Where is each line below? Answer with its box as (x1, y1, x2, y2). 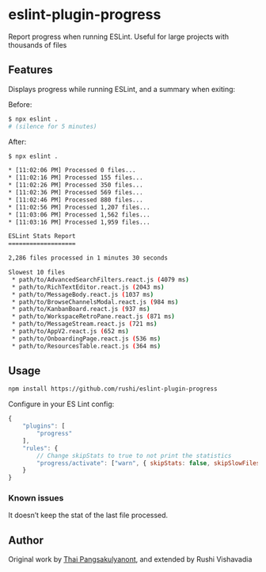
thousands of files (8, 40, 67, 49)
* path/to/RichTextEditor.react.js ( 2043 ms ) (11, 283, 165, 291)
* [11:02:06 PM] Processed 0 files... (8, 167, 136, 175)
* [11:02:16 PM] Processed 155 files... (8, 174, 144, 182)
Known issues (8, 493, 64, 504)
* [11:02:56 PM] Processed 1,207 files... (8, 203, 150, 211)
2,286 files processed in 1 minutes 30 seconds (8, 254, 169, 263)
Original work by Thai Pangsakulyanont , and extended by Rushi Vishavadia (8, 555, 253, 564)
